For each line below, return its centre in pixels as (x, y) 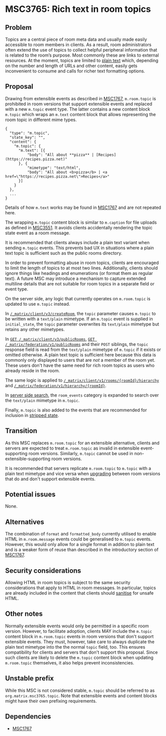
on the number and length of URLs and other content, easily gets (71, 66)
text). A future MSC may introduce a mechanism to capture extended (76, 278)
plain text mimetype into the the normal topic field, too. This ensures (75, 647)
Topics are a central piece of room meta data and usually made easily (76, 39)
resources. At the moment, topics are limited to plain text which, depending (82, 60)
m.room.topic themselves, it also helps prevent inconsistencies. (70, 663)
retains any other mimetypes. (35, 329)
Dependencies (28, 716)
